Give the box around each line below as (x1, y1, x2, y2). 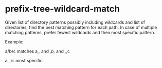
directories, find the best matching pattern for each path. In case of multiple (5, 24, 157, 30)
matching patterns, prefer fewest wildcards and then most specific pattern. (5, 29, 156, 35)
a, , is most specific (5, 57, 43, 63)
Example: (5, 39, 24, 44)
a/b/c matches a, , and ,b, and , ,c (5, 48, 70, 54)
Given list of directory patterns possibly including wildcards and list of (5, 19, 145, 25)
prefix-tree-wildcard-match (5, 3, 120, 14)
